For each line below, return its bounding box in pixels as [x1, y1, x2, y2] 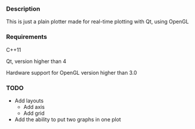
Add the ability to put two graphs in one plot [14, 115, 122, 123]
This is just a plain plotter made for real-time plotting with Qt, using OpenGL [6, 18, 189, 25]
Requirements [6, 33, 48, 41]
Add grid [23, 110, 45, 117]
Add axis [23, 103, 45, 110]
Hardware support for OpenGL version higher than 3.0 [6, 69, 137, 76]
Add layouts [14, 97, 44, 104]
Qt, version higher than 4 [6, 58, 66, 65]
